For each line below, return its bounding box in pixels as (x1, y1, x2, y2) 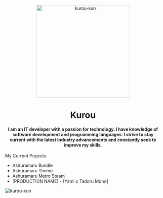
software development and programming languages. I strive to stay (12, 131, 154, 137)
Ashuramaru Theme (12, 168, 53, 174)
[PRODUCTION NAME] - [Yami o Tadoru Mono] (12, 178, 109, 184)
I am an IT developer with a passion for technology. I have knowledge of (8, 126, 158, 132)
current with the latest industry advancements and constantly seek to (9, 137, 157, 143)
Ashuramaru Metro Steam (12, 173, 65, 179)
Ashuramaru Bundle (12, 162, 53, 168)
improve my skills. (64, 142, 102, 148)
